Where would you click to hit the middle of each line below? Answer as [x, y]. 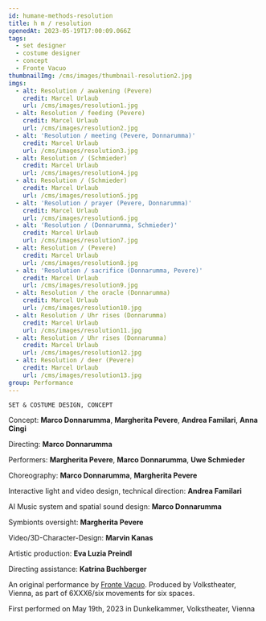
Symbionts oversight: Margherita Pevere [76, 522]
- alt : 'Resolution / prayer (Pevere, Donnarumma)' [104, 203]
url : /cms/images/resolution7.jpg [80, 241]
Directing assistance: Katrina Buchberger [78, 569]
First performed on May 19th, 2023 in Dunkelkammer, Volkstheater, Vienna [132, 608]
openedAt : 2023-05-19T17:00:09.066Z [70, 31]
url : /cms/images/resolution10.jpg [82, 308]
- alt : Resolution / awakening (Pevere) [84, 91]
